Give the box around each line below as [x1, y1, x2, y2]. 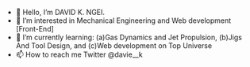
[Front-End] [15, 24, 54, 33]
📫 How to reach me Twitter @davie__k [15, 50, 143, 59]
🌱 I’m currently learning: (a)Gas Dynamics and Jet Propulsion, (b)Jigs [15, 32, 242, 42]
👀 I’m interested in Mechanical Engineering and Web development [15, 16, 232, 25]
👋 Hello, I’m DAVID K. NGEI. [15, 8, 106, 17]
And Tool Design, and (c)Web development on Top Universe [15, 41, 213, 50]
